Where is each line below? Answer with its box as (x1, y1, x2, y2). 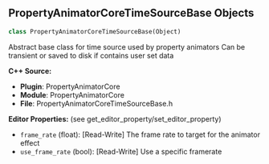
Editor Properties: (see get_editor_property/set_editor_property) (8, 114, 222, 123)
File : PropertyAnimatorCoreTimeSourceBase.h (19, 98, 173, 108)
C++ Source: (8, 66, 52, 75)
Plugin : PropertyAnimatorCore (19, 82, 120, 91)
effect (19, 138, 40, 147)
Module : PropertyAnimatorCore (19, 90, 124, 99)
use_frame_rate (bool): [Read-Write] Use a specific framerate (19, 146, 222, 156)
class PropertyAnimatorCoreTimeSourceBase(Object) (8, 27, 181, 35)
